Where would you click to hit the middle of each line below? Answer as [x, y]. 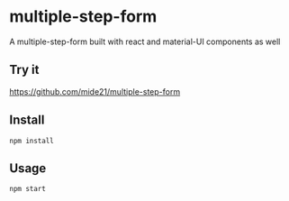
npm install [32, 141]
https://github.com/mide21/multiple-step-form [95, 91]
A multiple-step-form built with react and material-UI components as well [145, 41]
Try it [24, 70]
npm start [28, 189]
